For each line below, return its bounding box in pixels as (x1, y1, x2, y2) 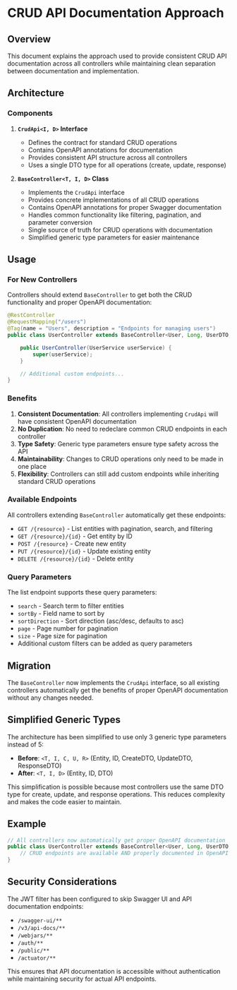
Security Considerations (7, 876, 118, 888)
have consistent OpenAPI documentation (17, 417, 137, 425)
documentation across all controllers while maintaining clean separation (7, 59, 217, 68)
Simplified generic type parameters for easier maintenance (28, 233, 200, 241)
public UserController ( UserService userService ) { (20, 344, 172, 351)
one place (17, 462, 47, 470)
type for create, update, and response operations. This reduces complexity (7, 789, 226, 799)
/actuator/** (17, 955, 56, 962)
